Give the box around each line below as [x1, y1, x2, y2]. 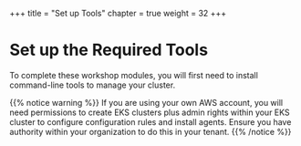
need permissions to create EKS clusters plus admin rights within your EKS [9, 107, 290, 118]
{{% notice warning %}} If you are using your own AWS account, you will [9, 97, 284, 108]
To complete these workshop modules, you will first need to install [9, 69, 258, 80]
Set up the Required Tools [9, 40, 208, 60]
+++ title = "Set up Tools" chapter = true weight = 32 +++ [9, 8, 227, 18]
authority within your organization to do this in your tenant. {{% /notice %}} [9, 126, 292, 137]
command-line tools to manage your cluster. [9, 79, 176, 90]
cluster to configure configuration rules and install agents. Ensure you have [9, 116, 292, 127]
